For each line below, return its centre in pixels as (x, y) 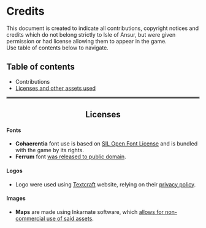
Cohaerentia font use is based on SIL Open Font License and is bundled (106, 144)
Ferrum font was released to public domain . (71, 156)
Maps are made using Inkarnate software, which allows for (90, 211)
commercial (30, 218)
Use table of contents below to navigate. (58, 48)
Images (16, 198)
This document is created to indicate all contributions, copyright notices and (103, 28)
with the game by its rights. (50, 150)
